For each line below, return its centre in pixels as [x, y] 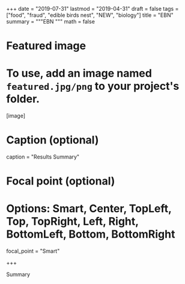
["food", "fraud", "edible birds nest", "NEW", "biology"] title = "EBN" [90, 15]
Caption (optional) [53, 140]
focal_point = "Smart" [33, 251]
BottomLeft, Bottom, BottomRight [91, 234]
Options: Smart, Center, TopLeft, [89, 209]
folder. [23, 99]
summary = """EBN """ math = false [50, 21]
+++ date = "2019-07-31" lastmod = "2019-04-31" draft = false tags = [92, 9]
